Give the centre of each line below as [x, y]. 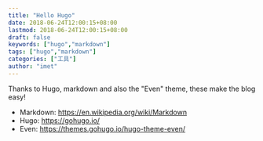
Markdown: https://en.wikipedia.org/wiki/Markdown [103, 112]
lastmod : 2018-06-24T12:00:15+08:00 [68, 30]
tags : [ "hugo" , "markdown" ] [52, 52]
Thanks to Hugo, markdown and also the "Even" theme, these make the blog [132, 89]
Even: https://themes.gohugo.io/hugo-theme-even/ [102, 128]
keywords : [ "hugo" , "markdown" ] [59, 45]
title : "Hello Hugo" [42, 15]
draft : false [29, 37]
